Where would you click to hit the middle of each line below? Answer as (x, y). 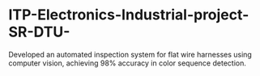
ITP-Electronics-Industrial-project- (129, 15)
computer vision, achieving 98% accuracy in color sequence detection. (128, 63)
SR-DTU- (39, 32)
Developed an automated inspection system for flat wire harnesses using (130, 54)
